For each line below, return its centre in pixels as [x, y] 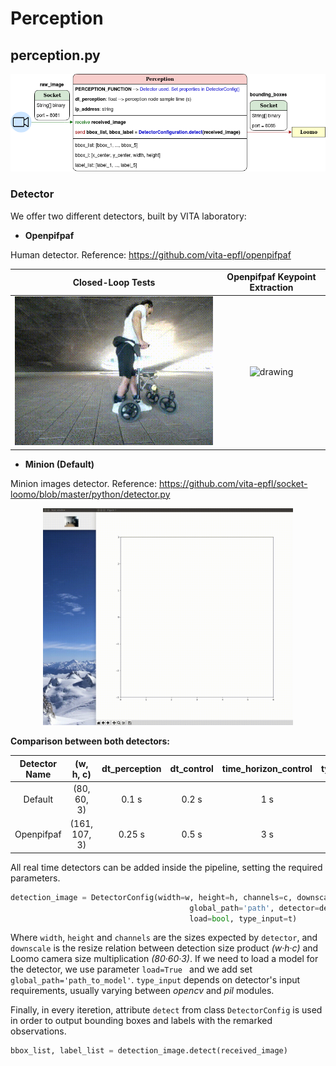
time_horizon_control [267, 769]
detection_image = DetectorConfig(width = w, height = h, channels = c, [151, 897]
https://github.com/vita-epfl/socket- [233, 483]
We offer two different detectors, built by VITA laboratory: [128, 216]
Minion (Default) [59, 464]
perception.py [55, 55]
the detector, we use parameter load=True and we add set [131, 969]
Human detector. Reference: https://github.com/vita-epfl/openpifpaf [151, 254]
